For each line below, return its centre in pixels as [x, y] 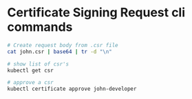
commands [40, 27]
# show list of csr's [38, 64]
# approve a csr [30, 83]
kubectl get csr [30, 70]
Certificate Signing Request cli [96, 13]
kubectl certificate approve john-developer [72, 89]
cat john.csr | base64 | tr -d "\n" [60, 52]
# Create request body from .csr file [63, 45]
